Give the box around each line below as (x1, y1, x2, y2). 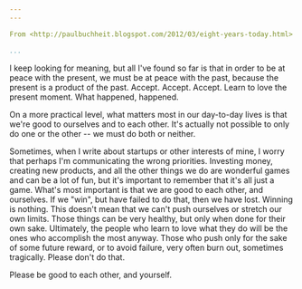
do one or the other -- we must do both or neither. (9, 128, 196, 139)
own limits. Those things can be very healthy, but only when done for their (9, 213, 287, 224)
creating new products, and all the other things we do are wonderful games (9, 165, 290, 176)
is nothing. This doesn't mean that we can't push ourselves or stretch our (9, 203, 283, 214)
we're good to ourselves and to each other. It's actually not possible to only (9, 119, 290, 130)
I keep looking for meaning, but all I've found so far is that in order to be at (9, 63, 286, 73)
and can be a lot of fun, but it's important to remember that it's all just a (9, 174, 275, 186)
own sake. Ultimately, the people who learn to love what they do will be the (9, 223, 288, 234)
